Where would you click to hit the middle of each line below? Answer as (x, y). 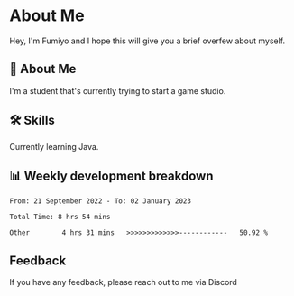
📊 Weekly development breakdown (111, 176)
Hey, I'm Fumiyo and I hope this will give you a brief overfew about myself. (147, 41)
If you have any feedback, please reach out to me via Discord (123, 282)
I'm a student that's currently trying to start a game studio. (118, 90)
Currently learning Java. (54, 146)
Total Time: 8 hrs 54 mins (60, 217)
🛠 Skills (32, 120)
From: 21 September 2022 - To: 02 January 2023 (101, 201)
